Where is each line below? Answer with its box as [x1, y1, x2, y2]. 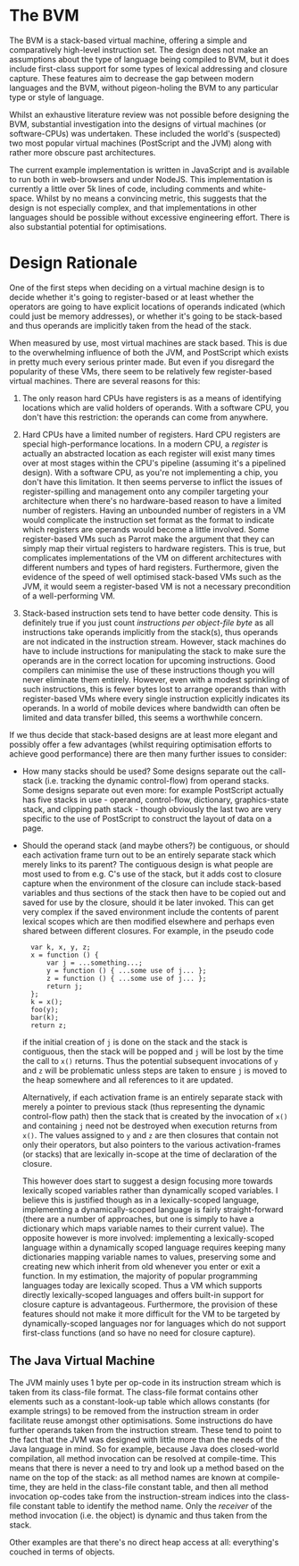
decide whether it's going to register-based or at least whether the [9, 291, 254, 302]
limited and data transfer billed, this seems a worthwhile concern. [21, 712, 263, 723]
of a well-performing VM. [21, 590, 116, 601]
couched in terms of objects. [9, 1546, 115, 1557]
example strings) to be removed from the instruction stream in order [9, 1405, 259, 1416]
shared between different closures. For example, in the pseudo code [21, 925, 274, 936]
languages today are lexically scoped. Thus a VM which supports [21, 1279, 262, 1291]
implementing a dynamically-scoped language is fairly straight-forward [21, 1203, 284, 1215]
